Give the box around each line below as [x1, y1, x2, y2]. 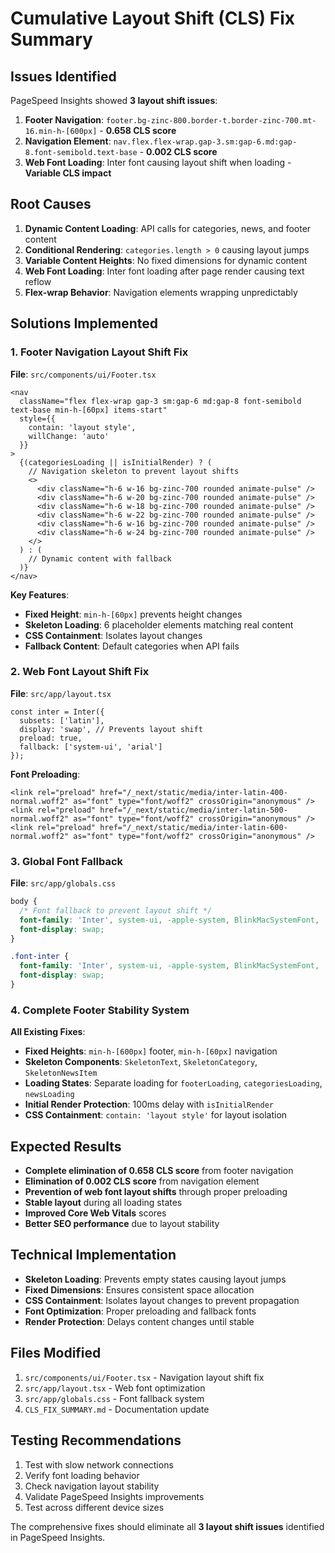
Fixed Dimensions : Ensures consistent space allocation [24, 1283, 255, 1296]
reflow [24, 275, 52, 287]
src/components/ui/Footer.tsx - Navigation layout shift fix [24, 1371, 265, 1383]
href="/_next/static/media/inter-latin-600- [99, 822, 288, 832]
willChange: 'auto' [28, 431, 110, 441]
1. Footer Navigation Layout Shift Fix [10, 345, 189, 359]
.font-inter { [10, 952, 70, 962]
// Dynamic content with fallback [28, 553, 172, 564]
